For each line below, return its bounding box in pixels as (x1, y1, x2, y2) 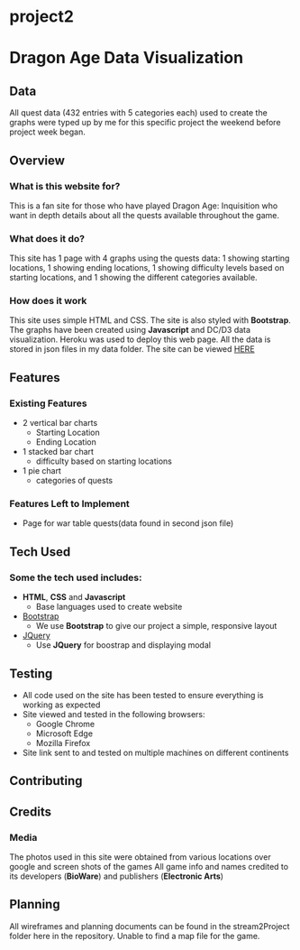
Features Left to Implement (9, 498, 131, 511)
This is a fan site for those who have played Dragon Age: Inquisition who (9, 200, 278, 211)
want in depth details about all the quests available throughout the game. (9, 209, 280, 220)
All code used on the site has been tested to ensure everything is (22, 689, 264, 700)
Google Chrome (35, 718, 95, 729)
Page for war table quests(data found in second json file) (22, 518, 234, 529)
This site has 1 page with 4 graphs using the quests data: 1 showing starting (9, 253, 290, 263)
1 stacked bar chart (22, 447, 95, 457)
